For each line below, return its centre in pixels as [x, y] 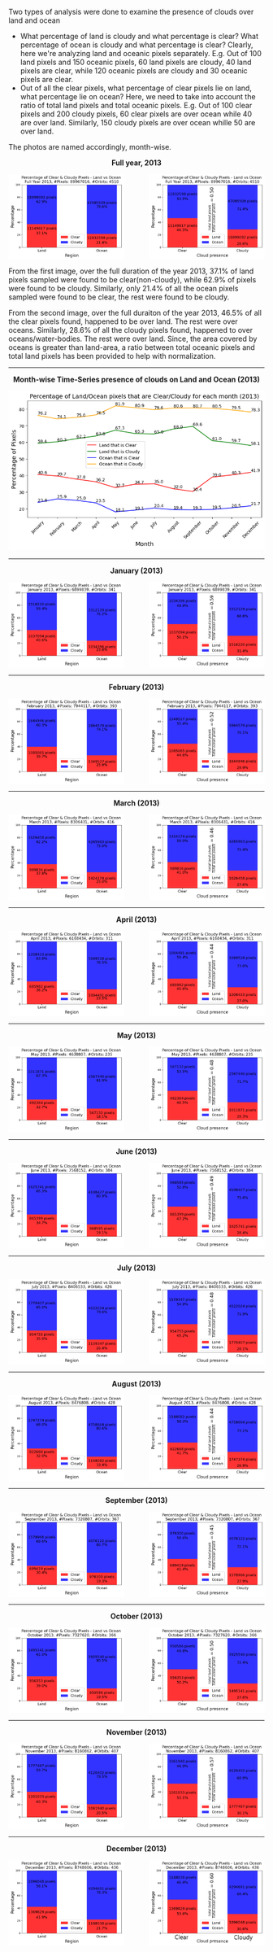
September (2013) [136, 1500]
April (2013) [136, 919]
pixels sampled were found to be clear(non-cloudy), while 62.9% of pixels [132, 280]
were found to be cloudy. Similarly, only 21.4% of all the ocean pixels [123, 289]
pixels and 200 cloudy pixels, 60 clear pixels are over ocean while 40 [136, 114]
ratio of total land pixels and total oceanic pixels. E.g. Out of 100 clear [136, 105]
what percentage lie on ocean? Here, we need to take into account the [138, 96]
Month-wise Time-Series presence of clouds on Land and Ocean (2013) [136, 380]
